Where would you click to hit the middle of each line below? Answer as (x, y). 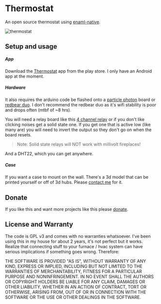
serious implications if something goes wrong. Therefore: (62, 252)
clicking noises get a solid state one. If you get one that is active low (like (78, 125)
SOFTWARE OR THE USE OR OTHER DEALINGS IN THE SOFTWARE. (73, 297)
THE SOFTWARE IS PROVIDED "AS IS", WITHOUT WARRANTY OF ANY (76, 261)
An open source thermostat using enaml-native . (53, 22)
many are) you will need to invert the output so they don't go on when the (78, 130)
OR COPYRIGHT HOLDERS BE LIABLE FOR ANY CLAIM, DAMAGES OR (75, 282)
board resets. (18, 135)
